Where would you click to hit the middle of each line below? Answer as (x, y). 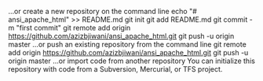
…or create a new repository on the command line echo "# (103, 11)
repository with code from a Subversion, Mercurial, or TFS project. (115, 69)
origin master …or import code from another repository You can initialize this (131, 61)
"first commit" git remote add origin (73, 28)
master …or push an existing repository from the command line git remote (128, 44)
